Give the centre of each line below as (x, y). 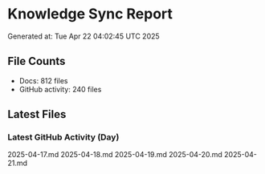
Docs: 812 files (43, 80)
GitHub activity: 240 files (60, 89)
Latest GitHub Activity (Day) (63, 137)
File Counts (37, 61)
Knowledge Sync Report (90, 14)
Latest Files (37, 114)
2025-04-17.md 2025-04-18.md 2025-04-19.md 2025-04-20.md (115, 155)
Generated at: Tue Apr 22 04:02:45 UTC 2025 (84, 36)
